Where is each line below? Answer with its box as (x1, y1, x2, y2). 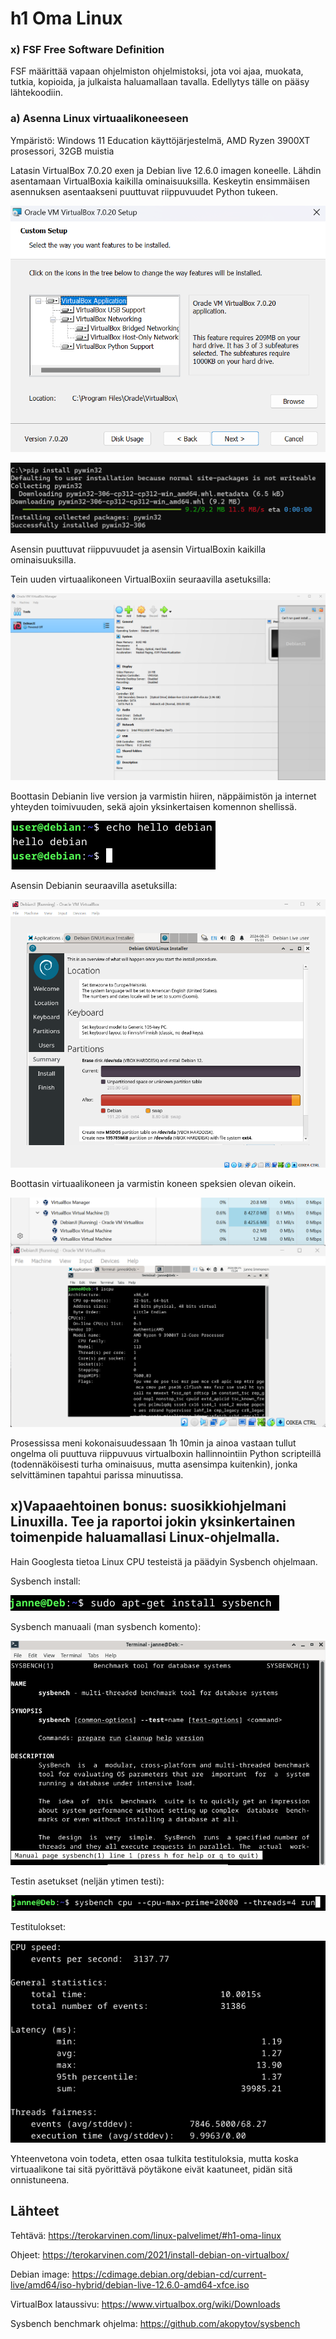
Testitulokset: (10, 1921, 66, 1933)
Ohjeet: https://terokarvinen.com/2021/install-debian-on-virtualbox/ (10, 2248, 290, 2261)
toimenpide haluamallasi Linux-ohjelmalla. (10, 1529, 281, 1546)
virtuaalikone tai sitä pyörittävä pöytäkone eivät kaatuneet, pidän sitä (10, 2163, 293, 2176)
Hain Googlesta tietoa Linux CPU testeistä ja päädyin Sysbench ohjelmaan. (10, 1555, 318, 1567)
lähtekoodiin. (10, 87, 63, 99)
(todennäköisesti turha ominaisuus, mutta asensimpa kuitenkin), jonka (10, 1458, 298, 1470)
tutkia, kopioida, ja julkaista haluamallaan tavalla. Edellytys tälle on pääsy (10, 76, 310, 88)
